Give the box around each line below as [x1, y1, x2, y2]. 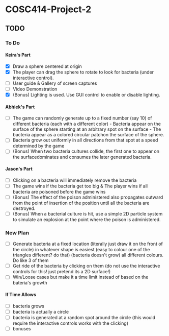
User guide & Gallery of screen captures [12, 80, 97, 86]
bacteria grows [12, 303, 45, 309]
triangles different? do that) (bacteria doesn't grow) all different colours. [12, 252, 164, 258]
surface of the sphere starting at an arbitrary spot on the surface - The [12, 126, 161, 132]
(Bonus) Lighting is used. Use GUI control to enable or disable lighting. [12, 91, 160, 98]
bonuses [12, 325, 32, 331]
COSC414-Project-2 [5, 4, 92, 15]
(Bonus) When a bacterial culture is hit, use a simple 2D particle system [12, 210, 163, 217]
